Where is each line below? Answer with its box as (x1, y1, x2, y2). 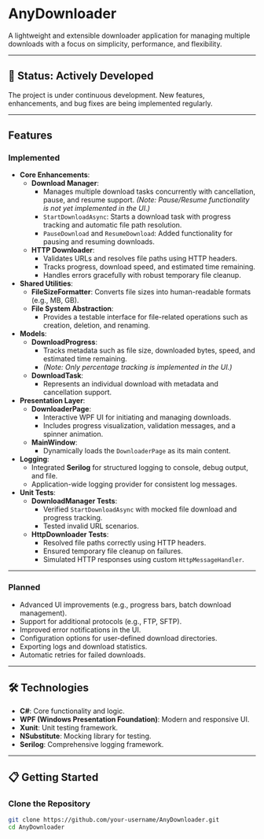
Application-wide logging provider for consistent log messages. (31, 479, 237, 489)
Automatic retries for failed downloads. (19, 650, 146, 660)
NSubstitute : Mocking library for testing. (19, 731, 152, 741)
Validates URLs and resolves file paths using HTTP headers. (42, 253, 238, 264)
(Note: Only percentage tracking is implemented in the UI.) (42, 363, 233, 372)
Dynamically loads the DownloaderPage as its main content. (42, 446, 231, 456)
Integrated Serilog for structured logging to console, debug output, (31, 463, 249, 472)
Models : (19, 329, 47, 338)
